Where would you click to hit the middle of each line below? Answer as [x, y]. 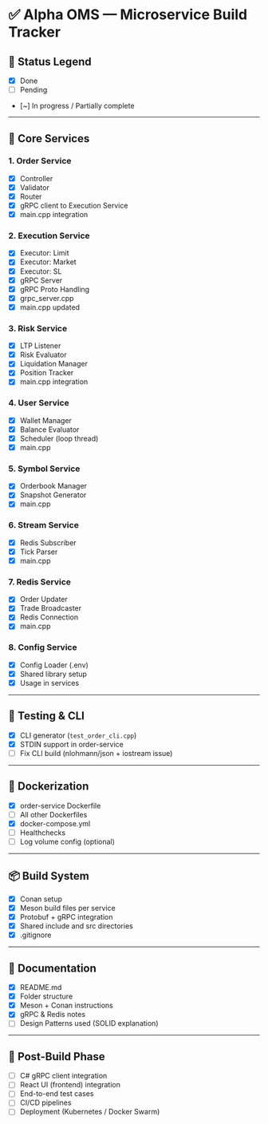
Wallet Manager [45, 420]
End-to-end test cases [57, 1094]
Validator [34, 187]
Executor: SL [41, 271]
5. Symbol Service [44, 469]
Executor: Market [48, 262]
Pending [33, 90]
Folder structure [46, 996]
